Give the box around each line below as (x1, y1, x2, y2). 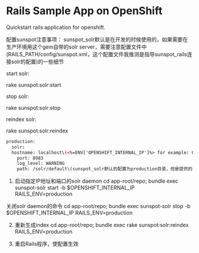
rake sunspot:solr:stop (6, 104, 61, 111)
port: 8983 (17, 155, 44, 161)
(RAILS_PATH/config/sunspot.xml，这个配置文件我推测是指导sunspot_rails (6, 50, 188, 57)
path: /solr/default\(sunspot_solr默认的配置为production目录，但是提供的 (17, 166, 192, 172)
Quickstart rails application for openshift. (6, 24, 105, 31)
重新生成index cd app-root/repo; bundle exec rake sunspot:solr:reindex (14, 222, 189, 229)
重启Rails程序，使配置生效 (14, 241, 79, 248)
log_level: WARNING (17, 161, 65, 167)
